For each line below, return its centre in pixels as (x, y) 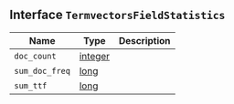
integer (95, 56)
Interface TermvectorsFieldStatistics (117, 15)
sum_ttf (31, 85)
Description (144, 40)
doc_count (35, 56)
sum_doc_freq (43, 71)
